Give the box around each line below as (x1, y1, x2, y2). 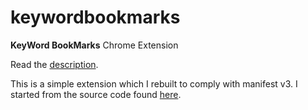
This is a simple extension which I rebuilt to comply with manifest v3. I (10, 77, 298, 90)
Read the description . (10, 58, 99, 70)
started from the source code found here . (10, 88, 182, 100)
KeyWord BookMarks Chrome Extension (10, 39, 179, 51)
